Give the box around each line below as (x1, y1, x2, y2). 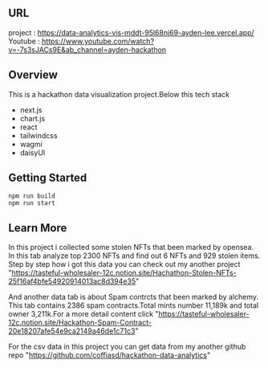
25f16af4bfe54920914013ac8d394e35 (8, 276, 136, 286)
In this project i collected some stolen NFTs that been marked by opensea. (8, 243, 254, 252)
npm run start (8, 199, 56, 207)
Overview (8, 68, 59, 82)
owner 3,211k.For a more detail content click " (8, 309, 159, 319)
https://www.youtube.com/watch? (41, 36, 155, 46)
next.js (19, 104, 43, 115)
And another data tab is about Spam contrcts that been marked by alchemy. (8, 292, 259, 302)
